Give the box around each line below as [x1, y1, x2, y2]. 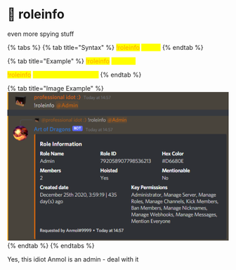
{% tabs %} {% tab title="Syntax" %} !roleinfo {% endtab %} [7, 43, 204, 51]
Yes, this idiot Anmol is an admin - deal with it [7, 255, 139, 264]
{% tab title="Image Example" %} [7, 84, 104, 92]
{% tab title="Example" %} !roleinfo [7, 56, 110, 65]
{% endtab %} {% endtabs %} [7, 242, 95, 250]
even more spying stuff [7, 30, 74, 38]
